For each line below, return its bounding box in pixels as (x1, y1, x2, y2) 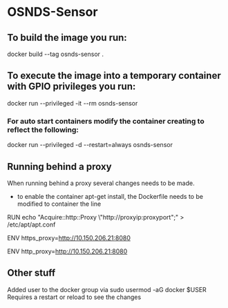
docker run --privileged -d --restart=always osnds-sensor (7, 141, 173, 149)
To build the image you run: (7, 32, 128, 44)
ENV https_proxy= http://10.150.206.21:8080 (7, 233, 131, 242)
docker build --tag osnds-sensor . (7, 50, 104, 58)
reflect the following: (7, 125, 79, 135)
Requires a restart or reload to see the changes (7, 293, 142, 301)
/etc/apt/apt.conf (7, 220, 56, 229)
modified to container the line (17, 200, 102, 208)
